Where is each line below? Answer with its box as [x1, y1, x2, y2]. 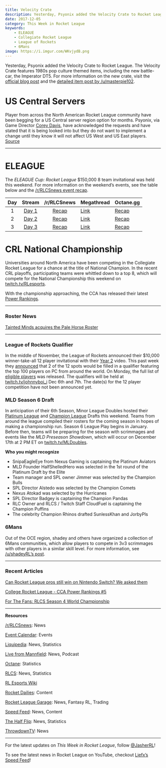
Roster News [5, 313, 37, 320]
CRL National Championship [5, 244, 123, 255]
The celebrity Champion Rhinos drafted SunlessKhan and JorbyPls [12, 512, 148, 517]
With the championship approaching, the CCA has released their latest [5, 291, 148, 297]
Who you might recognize [5, 449, 59, 455]
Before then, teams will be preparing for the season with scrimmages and [5, 429, 155, 435]
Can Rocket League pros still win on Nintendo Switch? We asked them [5, 579, 148, 585]
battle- [140, 67, 155, 73]
